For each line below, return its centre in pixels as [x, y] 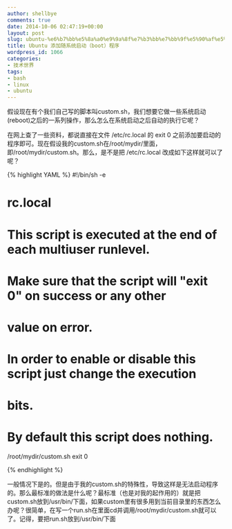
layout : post [26, 33]
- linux [18, 85]
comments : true [29, 20]
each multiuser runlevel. [79, 249]
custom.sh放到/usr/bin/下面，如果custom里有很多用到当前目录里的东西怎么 [114, 502]
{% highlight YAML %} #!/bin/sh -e [57, 175]
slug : [15, 40]
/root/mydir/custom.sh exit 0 [48, 457]
